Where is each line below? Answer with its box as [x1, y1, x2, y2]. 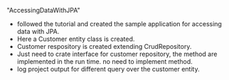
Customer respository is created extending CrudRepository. [16, 42, 192, 50]
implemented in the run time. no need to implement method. [16, 57, 193, 66]
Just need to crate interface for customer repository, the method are [16, 50, 218, 58]
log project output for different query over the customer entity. [16, 65, 200, 73]
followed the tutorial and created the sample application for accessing [16, 20, 222, 28]
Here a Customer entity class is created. [16, 35, 135, 43]
